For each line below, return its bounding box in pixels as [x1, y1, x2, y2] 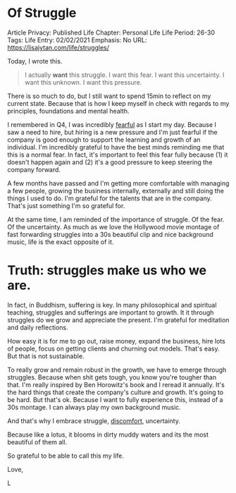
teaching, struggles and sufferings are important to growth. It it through [7, 308, 214, 317]
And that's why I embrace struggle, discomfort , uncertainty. [7, 416, 181, 425]
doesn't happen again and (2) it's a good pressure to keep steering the [7, 157, 213, 166]
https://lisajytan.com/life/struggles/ [7, 43, 109, 51]
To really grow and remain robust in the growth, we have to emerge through [7, 365, 227, 374]
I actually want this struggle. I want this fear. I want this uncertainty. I [24, 71, 225, 79]
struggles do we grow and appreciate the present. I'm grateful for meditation [7, 315, 230, 324]
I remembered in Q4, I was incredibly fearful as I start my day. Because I [7, 120, 217, 128]
